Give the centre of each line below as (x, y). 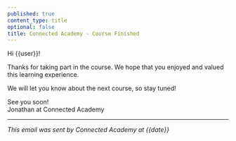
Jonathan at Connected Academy (56, 109)
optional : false (31, 27)
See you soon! (28, 102)
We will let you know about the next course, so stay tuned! (92, 88)
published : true (31, 14)
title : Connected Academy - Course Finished (73, 33)
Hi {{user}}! (24, 54)
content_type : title (38, 20)
